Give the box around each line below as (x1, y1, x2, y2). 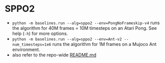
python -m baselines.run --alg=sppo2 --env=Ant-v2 (12, 36, 122, 42)
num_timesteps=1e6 (12, 42, 51, 47)
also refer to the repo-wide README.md (12, 51, 97, 58)
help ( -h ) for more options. (12, 30, 68, 36)
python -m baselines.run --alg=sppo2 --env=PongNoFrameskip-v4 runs (12, 20, 160, 26)
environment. (12, 46, 40, 52)
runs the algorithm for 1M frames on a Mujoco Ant (52, 41, 157, 47)
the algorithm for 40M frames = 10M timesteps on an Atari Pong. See (12, 25, 157, 31)
